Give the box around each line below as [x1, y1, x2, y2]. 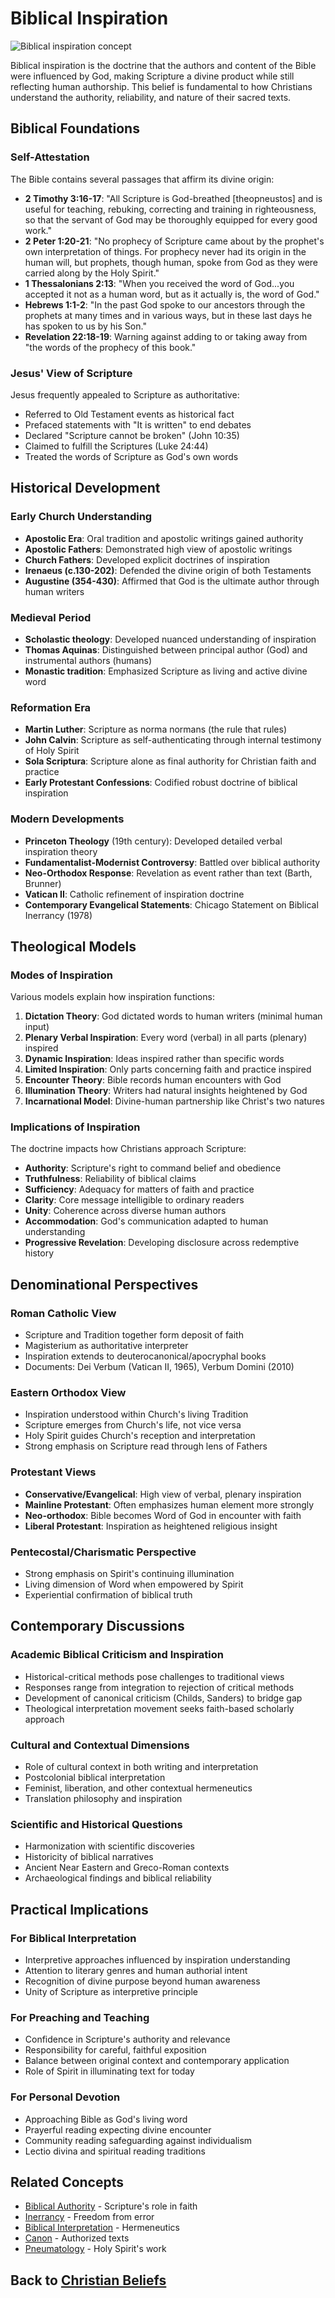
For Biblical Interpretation [10, 1931, 137, 1945]
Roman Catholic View [10, 1306, 117, 1320]
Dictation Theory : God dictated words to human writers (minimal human [24, 1010, 323, 1022]
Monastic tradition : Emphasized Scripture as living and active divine [24, 665, 308, 677]
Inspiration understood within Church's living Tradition [24, 1408, 249, 1421]
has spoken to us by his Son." [24, 320, 147, 332]
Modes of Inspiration [10, 968, 114, 982]
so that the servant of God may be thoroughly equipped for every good [24, 213, 318, 226]
